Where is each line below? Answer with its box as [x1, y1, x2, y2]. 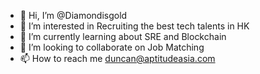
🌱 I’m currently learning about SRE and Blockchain [19, 31, 227, 42]
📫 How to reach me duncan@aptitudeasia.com [19, 53, 216, 64]
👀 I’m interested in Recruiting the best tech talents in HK [19, 20, 250, 32]
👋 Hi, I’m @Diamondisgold [19, 10, 128, 21]
